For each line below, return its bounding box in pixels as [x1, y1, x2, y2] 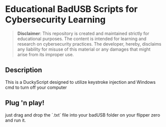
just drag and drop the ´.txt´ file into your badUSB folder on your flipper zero [5, 112, 160, 118]
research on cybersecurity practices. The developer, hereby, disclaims [17, 41, 162, 47]
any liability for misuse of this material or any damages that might [17, 46, 151, 52]
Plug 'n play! [5, 99, 45, 107]
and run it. [5, 117, 26, 123]
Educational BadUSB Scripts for [5, 3, 138, 15]
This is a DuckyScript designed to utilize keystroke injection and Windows [5, 79, 156, 85]
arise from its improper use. [17, 51, 74, 58]
